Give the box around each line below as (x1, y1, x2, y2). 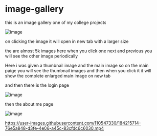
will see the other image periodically (5, 53, 78, 59)
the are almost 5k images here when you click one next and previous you (5, 48, 153, 54)
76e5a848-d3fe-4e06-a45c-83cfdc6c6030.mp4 (5, 125, 104, 131)
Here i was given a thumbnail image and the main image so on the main (5, 62, 149, 68)
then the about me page (5, 101, 54, 107)
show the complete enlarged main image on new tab (5, 73, 111, 78)
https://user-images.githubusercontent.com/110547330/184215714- (5, 120, 141, 126)
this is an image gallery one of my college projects (5, 19, 107, 25)
